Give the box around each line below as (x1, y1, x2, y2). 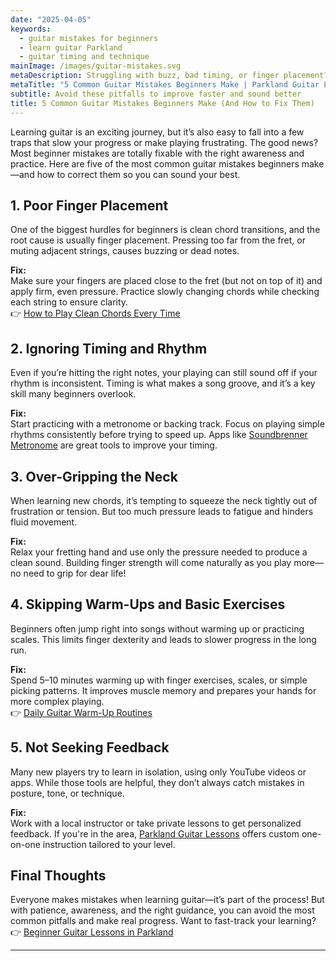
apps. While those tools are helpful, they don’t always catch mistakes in (10, 776, 305, 788)
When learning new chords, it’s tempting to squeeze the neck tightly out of (10, 494, 318, 506)
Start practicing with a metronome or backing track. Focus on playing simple (10, 418, 325, 430)
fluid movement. (10, 516, 78, 528)
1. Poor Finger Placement (10, 197, 169, 214)
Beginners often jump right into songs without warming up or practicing (10, 622, 305, 635)
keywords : (10, 24, 52, 34)
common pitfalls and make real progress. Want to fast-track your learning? (10, 915, 317, 927)
